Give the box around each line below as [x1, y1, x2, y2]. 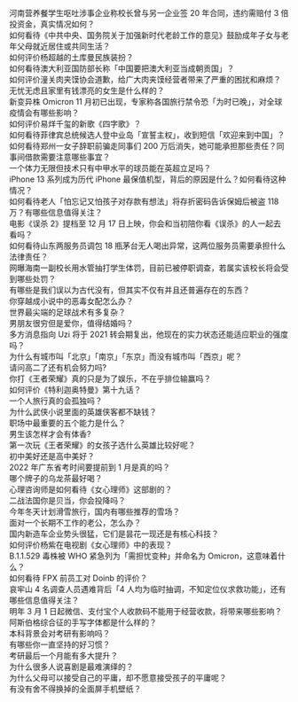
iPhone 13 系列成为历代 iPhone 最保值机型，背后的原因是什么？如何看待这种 [9, 174, 286, 184]
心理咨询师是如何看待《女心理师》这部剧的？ [9, 484, 173, 495]
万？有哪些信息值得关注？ [9, 207, 103, 217]
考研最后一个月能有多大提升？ [9, 651, 118, 660]
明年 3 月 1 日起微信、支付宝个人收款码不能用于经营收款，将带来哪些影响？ [9, 606, 283, 616]
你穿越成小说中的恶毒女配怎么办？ [9, 296, 134, 306]
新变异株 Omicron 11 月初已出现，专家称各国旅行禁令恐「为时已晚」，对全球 [9, 97, 283, 106]
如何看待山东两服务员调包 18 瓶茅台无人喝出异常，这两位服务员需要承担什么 [9, 240, 286, 251]
